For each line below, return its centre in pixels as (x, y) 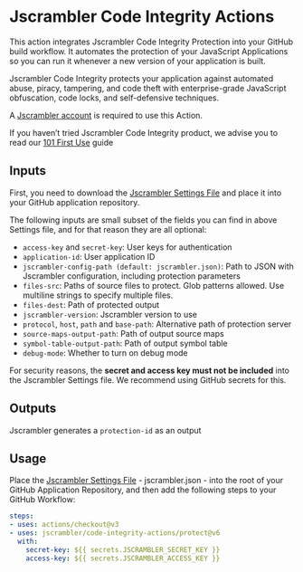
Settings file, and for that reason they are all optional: (108, 229)
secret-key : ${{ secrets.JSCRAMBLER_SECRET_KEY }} (123, 549)
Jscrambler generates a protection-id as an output (105, 430)
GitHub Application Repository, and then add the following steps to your (143, 490)
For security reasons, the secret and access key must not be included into (149, 370)
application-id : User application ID (89, 256)
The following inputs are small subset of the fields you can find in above (143, 220)
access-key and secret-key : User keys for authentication (127, 247)
